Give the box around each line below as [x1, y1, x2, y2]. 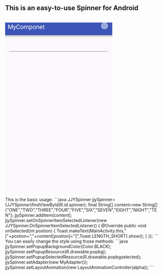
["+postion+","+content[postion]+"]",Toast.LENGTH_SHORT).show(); [5, 233, 144, 239]
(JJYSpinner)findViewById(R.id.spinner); [5, 201, 87, 208]
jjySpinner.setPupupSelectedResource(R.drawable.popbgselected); [5, 254, 141, 260]
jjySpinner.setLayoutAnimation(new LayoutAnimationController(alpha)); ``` [5, 264, 154, 270]
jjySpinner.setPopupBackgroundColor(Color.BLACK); [5, 243, 111, 249]
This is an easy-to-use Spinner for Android [5, 4, 138, 12]
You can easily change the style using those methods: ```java [5, 238, 128, 244]
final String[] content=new [88, 201, 141, 208]
